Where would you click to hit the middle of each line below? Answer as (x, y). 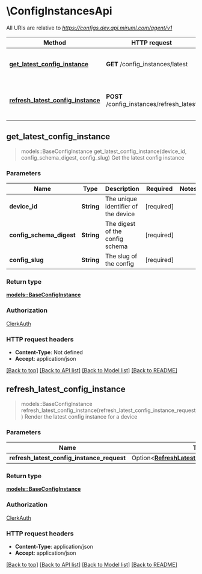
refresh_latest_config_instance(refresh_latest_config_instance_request (108, 410)
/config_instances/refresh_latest (151, 104)
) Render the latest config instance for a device (79, 416)
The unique (121, 199)
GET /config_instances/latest (147, 64)
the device (120, 214)
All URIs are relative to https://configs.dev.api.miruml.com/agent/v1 (89, 28)
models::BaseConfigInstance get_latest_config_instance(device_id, (104, 151)
